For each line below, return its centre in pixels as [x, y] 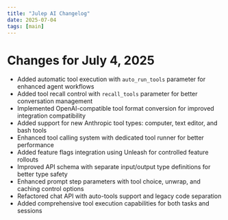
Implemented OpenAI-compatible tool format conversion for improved [115, 109]
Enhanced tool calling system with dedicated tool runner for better [110, 137]
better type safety [42, 174]
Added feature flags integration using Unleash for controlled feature [113, 153]
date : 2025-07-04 [32, 20]
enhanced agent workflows [55, 87]
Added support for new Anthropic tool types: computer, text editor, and [117, 123]
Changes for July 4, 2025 [81, 60]
